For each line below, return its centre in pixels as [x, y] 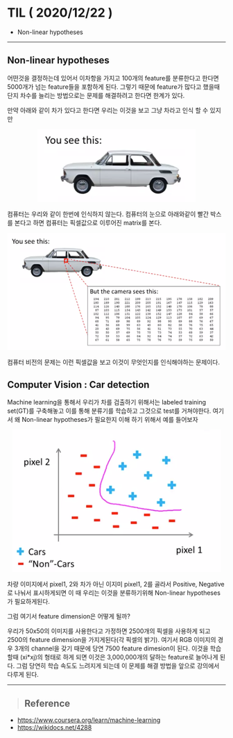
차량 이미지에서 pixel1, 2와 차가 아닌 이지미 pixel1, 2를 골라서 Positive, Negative [116, 584]
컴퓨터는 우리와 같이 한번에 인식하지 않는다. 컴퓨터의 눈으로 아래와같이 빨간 [108, 214]
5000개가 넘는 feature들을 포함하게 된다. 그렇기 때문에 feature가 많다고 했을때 [114, 87]
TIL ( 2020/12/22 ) [60, 13]
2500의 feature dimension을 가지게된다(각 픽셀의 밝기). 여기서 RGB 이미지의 [112, 640]
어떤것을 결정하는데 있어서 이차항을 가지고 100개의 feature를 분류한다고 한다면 [113, 78]
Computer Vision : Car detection [78, 385]
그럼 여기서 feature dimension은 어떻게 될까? [69, 616]
